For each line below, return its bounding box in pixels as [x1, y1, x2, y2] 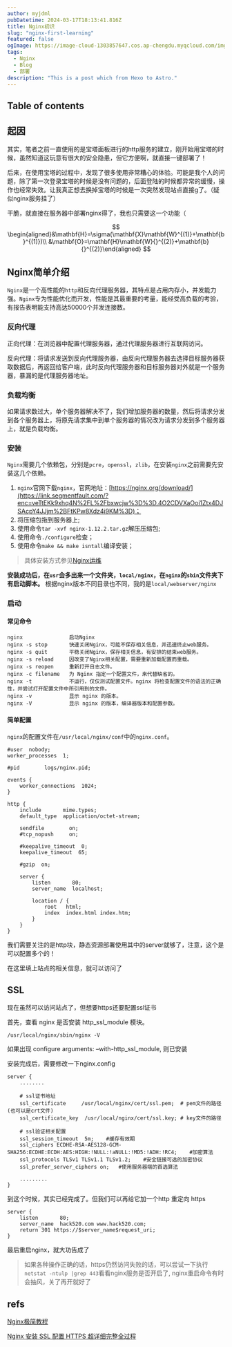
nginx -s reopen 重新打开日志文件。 [7, 663, 116, 670]
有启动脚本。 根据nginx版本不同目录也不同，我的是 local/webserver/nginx [7, 580, 217, 588]
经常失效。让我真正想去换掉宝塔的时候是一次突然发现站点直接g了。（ [19, 185, 214, 194]
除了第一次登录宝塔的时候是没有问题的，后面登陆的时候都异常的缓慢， [19, 177, 219, 185]
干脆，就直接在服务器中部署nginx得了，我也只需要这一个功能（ [7, 209, 186, 217]
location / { [32, 897, 70, 904]
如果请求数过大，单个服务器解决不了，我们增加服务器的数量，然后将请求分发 [7, 407, 225, 415]
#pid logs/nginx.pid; [7, 764, 91, 771]
